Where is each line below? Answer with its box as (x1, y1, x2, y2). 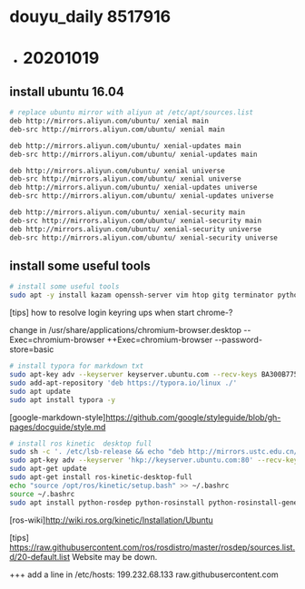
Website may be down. (72, 551, 158, 562)
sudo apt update (9, 387, 71, 396)
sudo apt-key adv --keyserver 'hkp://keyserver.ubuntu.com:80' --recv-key (9, 456, 299, 465)
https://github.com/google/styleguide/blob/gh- (105, 411, 281, 423)
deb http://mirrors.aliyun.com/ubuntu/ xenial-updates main (9, 141, 242, 151)
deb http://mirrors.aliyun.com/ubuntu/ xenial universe (9, 166, 225, 175)
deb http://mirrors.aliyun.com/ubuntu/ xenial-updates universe (9, 183, 258, 192)
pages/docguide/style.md (9, 421, 106, 432)
